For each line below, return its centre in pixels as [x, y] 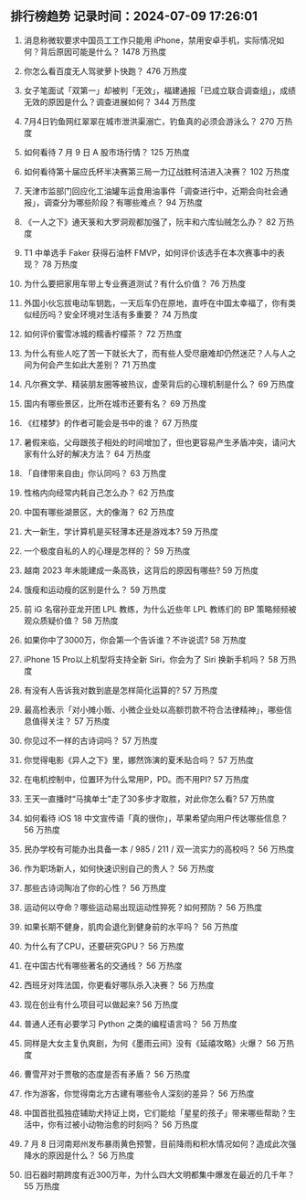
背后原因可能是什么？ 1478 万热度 [103, 51]
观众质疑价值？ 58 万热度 [71, 621]
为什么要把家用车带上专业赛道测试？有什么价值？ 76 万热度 [135, 283]
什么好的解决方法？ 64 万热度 [95, 453]
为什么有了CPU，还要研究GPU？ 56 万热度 [104, 946]
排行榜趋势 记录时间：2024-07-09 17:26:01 [134, 16]
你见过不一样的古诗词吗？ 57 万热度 [90, 740]
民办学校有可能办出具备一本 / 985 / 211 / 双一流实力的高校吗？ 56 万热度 [159, 849]
